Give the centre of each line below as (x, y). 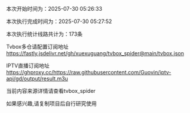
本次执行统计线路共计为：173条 (45, 34)
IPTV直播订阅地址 (28, 65)
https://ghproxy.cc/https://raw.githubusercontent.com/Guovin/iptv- (89, 72)
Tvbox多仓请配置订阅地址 (37, 47)
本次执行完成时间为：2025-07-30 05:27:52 (59, 21)
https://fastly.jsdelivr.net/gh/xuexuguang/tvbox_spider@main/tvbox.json (95, 53)
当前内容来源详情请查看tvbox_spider (51, 91)
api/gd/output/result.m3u (37, 79)
